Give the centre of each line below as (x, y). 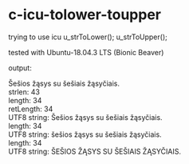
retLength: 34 (31, 109)
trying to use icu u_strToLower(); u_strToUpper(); (88, 37)
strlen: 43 (24, 92)
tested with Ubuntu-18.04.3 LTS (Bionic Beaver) (86, 52)
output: (20, 68)
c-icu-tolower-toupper (85, 15)
